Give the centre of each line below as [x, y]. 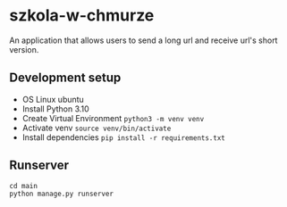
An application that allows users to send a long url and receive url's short [143, 40]
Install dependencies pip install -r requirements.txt [123, 137]
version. [24, 49]
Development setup [65, 78]
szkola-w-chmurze [82, 16]
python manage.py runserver [62, 194]
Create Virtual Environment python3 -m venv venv [113, 118]
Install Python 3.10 [55, 109]
